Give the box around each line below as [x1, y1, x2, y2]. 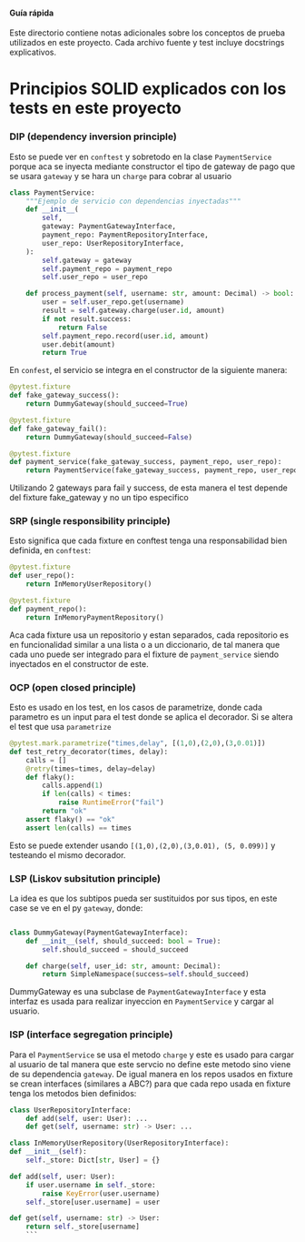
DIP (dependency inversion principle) [9, 130, 177, 143]
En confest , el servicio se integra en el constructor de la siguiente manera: [9, 365, 288, 376]
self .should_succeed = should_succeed [42, 944, 189, 954]
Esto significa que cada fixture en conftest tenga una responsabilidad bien [9, 535, 288, 546]
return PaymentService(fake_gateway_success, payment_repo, [25, 466, 258, 475]
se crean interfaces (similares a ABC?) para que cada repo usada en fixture [9, 1078, 291, 1089]
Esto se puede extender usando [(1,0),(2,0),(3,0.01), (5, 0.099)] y [9, 840, 276, 851]
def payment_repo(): [9, 604, 88, 613]
